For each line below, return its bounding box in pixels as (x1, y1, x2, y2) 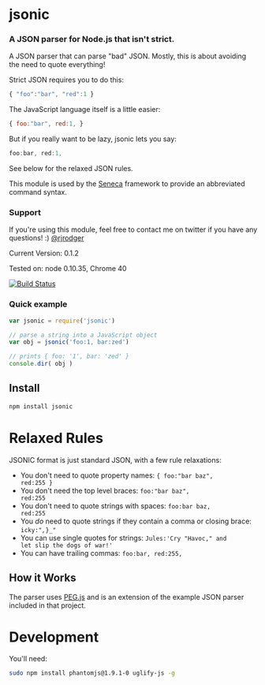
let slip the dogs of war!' (20, 542, 113, 549)
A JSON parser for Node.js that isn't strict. (9, 34, 175, 45)
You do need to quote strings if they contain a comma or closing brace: (20, 516, 252, 526)
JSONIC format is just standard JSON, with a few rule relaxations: (9, 455, 222, 464)
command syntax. (9, 188, 68, 197)
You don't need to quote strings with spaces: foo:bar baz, (20, 501, 211, 510)
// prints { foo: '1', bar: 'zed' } (9, 352, 129, 360)
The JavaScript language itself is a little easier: (9, 105, 161, 114)
